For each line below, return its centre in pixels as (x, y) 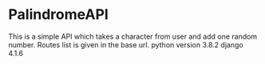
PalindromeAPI (59, 15)
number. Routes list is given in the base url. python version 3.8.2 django (126, 44)
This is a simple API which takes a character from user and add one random (133, 36)
